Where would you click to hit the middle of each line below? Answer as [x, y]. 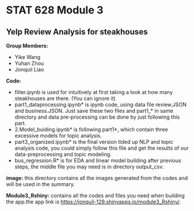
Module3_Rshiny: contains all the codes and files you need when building [96, 196]
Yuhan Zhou [29, 63]
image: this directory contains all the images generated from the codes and [97, 178]
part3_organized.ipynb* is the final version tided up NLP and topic [94, 142]
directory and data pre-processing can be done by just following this [97, 117]
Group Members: [27, 46]
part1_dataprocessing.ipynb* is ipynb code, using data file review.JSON [101, 105]
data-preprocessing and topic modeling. [63, 154]
